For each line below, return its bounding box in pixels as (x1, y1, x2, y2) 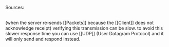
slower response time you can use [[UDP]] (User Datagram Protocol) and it (5, 31, 164, 36)
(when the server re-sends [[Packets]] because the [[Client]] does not (5, 20, 154, 26)
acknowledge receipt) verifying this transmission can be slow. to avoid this (5, 25, 163, 31)
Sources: (5, 5, 25, 10)
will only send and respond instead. (5, 36, 81, 42)
